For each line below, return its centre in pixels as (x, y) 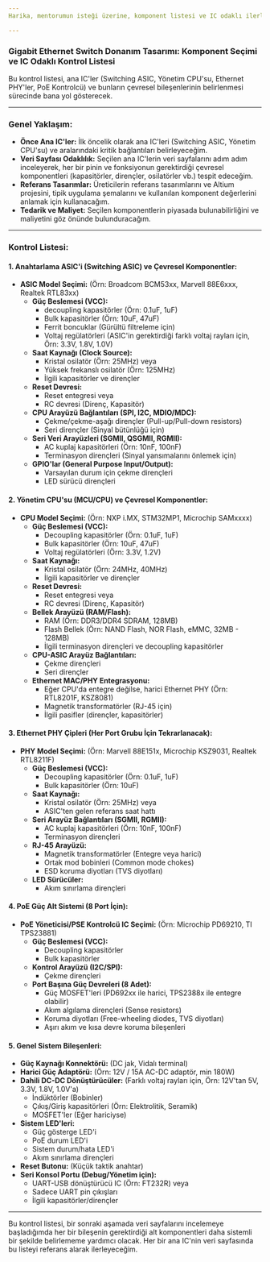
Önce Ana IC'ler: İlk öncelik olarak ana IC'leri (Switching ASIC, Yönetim (138, 142)
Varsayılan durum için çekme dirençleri (108, 473)
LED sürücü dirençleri (80, 481)
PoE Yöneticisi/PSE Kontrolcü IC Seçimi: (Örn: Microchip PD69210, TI (136, 924)
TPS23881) (39, 932)
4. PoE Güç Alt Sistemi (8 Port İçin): (68, 907)
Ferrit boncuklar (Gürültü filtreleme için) (109, 327)
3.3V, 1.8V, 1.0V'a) (49, 1090)
